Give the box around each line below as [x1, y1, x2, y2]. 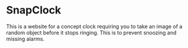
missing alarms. [6, 35, 44, 42]
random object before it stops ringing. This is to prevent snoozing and [6, 29, 177, 36]
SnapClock [6, 4, 61, 17]
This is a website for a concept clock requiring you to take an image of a [6, 23, 183, 30]
